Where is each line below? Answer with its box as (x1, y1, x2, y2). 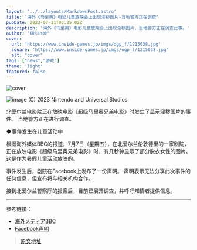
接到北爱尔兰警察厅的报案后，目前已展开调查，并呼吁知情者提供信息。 (6, 187, 176, 194)
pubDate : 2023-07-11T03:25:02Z (6, 19, 83, 25)
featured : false (6, 69, 46, 75)
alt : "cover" (11, 52, 43, 58)
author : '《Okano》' (6, 31, 50, 36)
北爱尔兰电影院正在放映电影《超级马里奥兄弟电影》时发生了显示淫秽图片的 (6, 108, 186, 115)
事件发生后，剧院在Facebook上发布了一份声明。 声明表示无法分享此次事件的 (6, 168, 191, 175)
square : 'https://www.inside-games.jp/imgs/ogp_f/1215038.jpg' (11, 47, 169, 53)
